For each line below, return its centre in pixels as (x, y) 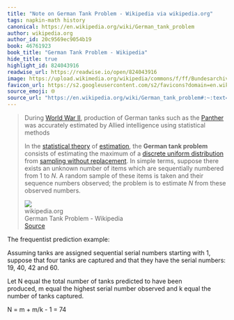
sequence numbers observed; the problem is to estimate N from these (125, 183)
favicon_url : (26, 85)
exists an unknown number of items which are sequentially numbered (124, 168)
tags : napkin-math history (46, 20)
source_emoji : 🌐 (31, 91)
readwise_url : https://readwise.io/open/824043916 (82, 72)
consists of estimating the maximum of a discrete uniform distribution (124, 153)
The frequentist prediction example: (58, 239)
